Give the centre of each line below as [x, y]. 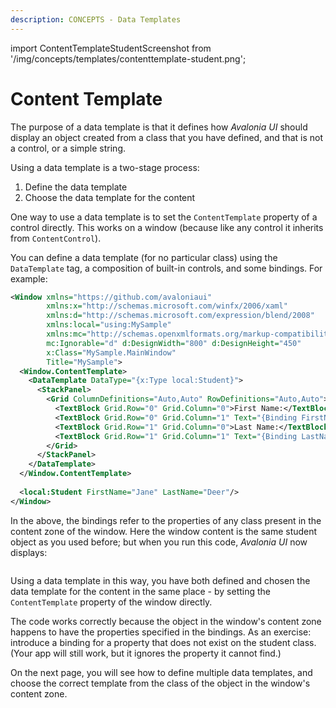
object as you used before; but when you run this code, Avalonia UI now [159, 542]
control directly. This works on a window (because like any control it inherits [167, 227]
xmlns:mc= [66, 334]
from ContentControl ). [56, 238]
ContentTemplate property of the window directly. [111, 602]
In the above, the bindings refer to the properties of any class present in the [166, 520]
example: [29, 278]
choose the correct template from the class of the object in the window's [160, 683]
